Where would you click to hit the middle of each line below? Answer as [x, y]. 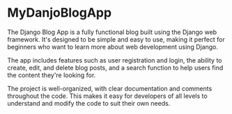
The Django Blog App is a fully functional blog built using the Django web [112, 32]
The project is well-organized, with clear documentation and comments [110, 88]
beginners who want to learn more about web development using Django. [113, 47]
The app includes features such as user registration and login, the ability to [115, 60]
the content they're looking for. [52, 75]
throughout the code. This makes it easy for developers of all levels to [107, 96]
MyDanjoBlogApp [60, 13]
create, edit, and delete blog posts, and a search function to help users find [115, 67]
